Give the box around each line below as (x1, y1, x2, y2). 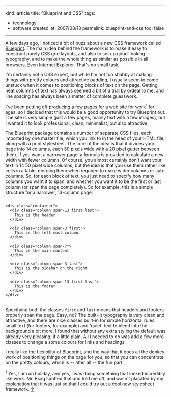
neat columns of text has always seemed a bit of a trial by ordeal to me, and (5, 87, 164, 94)
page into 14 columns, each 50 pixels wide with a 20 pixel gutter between (5, 146, 159, 152)
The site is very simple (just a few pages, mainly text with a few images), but (5, 114, 165, 120)
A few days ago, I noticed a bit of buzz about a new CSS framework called (5, 40, 161, 46)
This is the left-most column (14, 230, 79, 235)
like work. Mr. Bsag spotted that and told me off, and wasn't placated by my (5, 376, 164, 382)
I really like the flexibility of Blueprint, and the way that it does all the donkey (5, 349, 165, 355)
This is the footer (14, 283, 56, 289)
